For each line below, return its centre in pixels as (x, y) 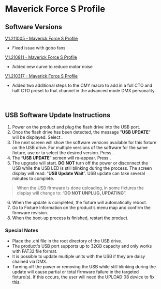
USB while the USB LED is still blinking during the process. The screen (82, 168)
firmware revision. (30, 212)
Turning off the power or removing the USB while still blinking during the (84, 267)
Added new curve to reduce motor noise (52, 67)
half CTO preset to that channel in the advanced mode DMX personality (83, 90)
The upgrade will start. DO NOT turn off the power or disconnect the (80, 163)
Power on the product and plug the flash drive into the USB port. (76, 127)
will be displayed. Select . (37, 137)
